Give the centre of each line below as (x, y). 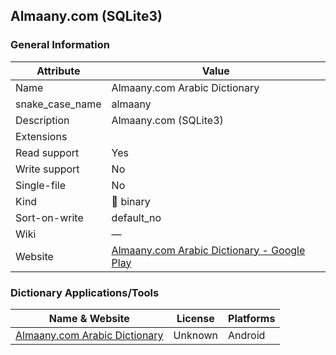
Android (247, 335)
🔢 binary (131, 201)
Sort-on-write (49, 217)
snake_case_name (58, 104)
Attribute (58, 71)
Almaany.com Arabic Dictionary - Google (208, 250)
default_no (136, 217)
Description (42, 120)
